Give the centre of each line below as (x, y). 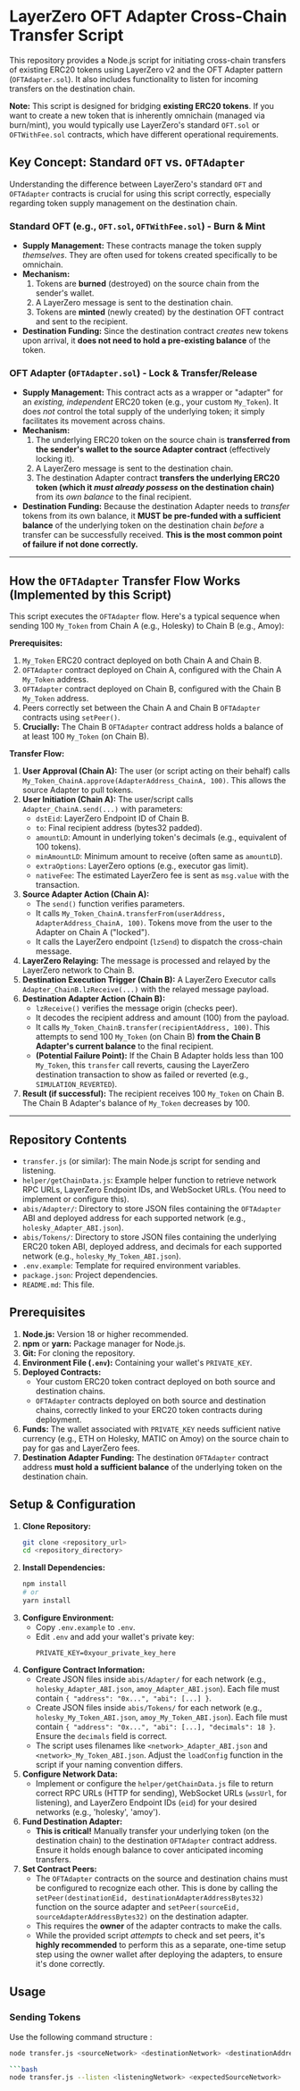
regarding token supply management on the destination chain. (124, 203)
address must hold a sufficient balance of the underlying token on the (152, 1467)
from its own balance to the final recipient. (113, 497)
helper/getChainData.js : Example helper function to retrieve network (149, 1180)
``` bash (24, 2070)
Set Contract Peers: (59, 1869)
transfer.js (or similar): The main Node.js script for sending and (141, 1161)
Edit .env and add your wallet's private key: (115, 1636)
